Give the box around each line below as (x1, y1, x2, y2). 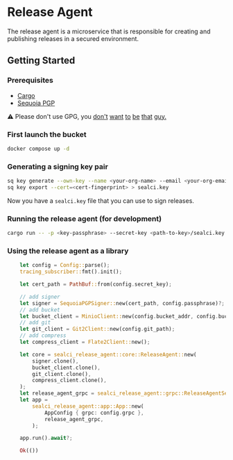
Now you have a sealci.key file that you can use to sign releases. (7, 196, 194, 205)
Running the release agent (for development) (7, 213, 162, 223)
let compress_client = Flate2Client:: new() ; (19, 338, 150, 346)
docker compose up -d (7, 145, 70, 152)
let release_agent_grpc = (19, 390, 95, 397)
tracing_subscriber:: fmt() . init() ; (19, 268, 123, 275)
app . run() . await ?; (19, 435, 73, 442)
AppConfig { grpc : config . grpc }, (44, 409, 144, 416)
